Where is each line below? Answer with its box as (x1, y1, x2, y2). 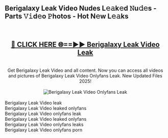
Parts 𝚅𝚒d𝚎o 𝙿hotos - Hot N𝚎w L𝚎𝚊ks (5, 12, 129, 21)
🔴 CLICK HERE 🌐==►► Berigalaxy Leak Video (11, 40, 160, 49)
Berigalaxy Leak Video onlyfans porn (5, 127, 83, 133)
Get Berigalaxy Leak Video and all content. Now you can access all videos (7, 67, 163, 73)
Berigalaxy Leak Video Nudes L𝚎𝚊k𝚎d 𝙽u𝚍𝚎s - (5, 4, 157, 13)
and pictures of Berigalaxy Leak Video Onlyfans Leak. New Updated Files (8, 72, 163, 78)
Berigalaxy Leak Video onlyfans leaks (5, 121, 84, 127)
